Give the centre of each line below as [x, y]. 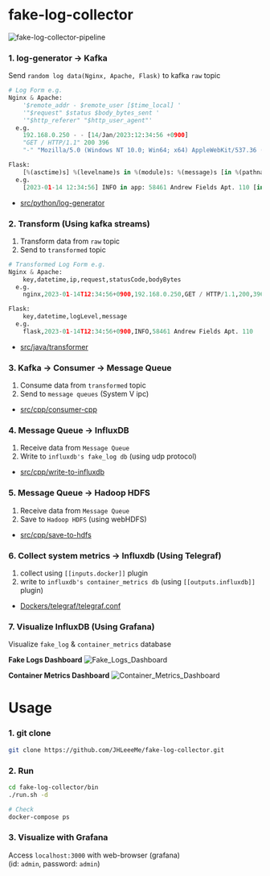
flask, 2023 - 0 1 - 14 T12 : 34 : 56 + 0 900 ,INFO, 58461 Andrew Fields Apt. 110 [138, 331]
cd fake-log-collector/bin [53, 787]
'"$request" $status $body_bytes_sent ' [91, 113]
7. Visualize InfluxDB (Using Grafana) [82, 626]
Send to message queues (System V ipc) [84, 394]
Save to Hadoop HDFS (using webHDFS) [83, 519]
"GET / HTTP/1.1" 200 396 [66, 143]
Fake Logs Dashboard [45, 660]
